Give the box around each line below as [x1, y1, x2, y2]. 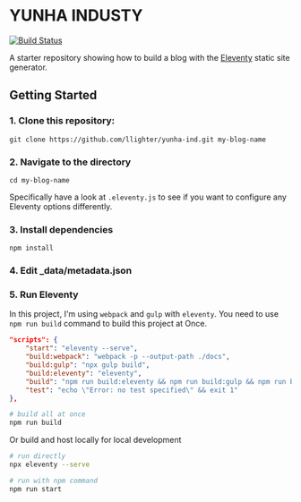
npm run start [9, 484, 63, 493]
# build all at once [9, 410, 87, 419]
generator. [9, 62, 47, 72]
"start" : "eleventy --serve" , [25, 344, 139, 353]
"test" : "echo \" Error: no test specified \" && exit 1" [25, 386, 239, 395]
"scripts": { [9, 336, 58, 345]
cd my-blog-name [9, 175, 70, 184]
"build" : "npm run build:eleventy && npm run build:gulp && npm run [25, 377, 287, 386]
